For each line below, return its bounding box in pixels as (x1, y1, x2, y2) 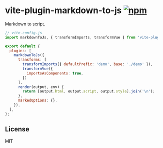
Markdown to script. (5, 21, 45, 27)
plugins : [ (9, 48, 32, 53)
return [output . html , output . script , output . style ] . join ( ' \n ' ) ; (22, 89, 155, 94)
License (5, 125, 30, 133)
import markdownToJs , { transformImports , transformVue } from (5, 35, 136, 40)
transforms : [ (17, 57, 47, 62)
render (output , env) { (17, 84, 64, 90)
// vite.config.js (5, 30, 42, 35)
